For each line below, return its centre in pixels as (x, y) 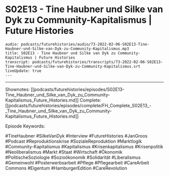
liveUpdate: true (23, 71)
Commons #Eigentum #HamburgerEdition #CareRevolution (66, 168)
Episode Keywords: (25, 126)
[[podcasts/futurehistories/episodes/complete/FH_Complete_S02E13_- (78, 105)
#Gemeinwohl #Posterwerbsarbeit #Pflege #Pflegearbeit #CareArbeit (77, 162)
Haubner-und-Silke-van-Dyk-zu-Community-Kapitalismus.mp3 (67, 49)
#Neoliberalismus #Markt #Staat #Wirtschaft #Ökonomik (64, 152)
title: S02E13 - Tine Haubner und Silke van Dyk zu (60, 53)
